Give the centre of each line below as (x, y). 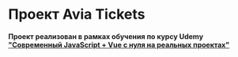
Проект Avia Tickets (77, 14)
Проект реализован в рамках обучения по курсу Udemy (106, 36)
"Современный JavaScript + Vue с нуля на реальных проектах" (119, 45)
